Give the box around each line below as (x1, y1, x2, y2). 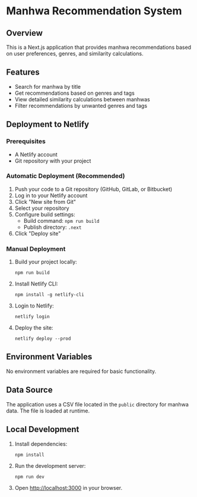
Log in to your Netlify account (14, 192, 88, 199)
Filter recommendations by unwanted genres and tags (14, 102, 147, 109)
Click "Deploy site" (14, 229, 61, 237)
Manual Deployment (6, 244, 66, 253)
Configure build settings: (14, 210, 75, 218)
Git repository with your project (14, 157, 91, 164)
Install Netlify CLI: (14, 280, 58, 287)
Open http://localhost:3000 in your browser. (14, 484, 123, 491)
